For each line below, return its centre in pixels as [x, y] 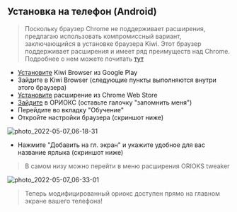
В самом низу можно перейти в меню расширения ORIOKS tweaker [127, 166]
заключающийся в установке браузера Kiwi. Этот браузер [113, 43]
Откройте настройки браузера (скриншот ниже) [91, 117]
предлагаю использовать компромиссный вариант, [103, 36]
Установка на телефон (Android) [82, 12]
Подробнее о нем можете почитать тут [84, 59]
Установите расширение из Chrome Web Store [87, 95]
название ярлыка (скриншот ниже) [70, 152]
